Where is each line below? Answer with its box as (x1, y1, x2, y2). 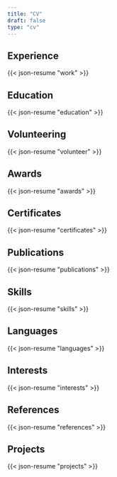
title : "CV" (7, 10, 43, 18)
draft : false (7, 17, 46, 24)
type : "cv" (7, 23, 40, 30)
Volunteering (7, 128, 67, 140)
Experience (7, 50, 59, 62)
